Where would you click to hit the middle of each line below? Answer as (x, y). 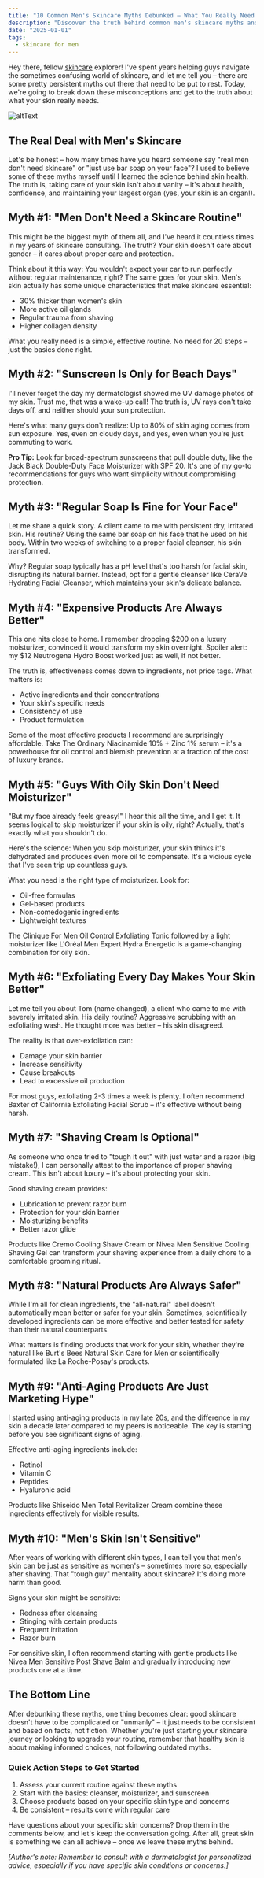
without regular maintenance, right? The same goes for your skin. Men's (125, 277)
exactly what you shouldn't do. (58, 833)
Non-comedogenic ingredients (69, 912)
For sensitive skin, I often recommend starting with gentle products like (123, 1654)
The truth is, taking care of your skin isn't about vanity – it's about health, (126, 184)
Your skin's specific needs (62, 703)
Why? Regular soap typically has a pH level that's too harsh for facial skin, (128, 566)
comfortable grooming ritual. (54, 1261)
